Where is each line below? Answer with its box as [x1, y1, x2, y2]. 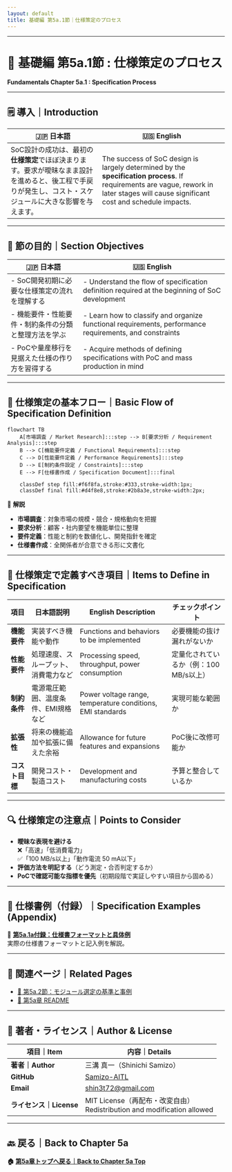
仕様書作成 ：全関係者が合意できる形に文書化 [17, 540, 145, 549]
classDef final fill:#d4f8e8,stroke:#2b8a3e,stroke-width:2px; [19, 487, 206, 494]
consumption [79, 668, 123, 678]
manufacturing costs [79, 775, 147, 785]
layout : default [7, 10, 54, 17]
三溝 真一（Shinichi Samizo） [85, 1060, 180, 1070]
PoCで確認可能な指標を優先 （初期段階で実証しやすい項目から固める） [17, 872, 217, 880]
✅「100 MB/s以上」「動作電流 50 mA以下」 [17, 854, 139, 863]
